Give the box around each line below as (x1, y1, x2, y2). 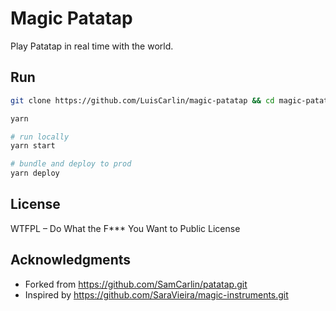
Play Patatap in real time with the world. (10, 40, 174, 52)
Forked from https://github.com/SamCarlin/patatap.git (24, 278, 248, 290)
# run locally (10, 132, 70, 142)
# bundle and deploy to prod (10, 159, 132, 169)
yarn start (10, 141, 56, 151)
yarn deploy (10, 168, 60, 179)
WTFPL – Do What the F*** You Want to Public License (10, 222, 241, 234)
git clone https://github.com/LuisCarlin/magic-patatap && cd (10, 95, 275, 106)
